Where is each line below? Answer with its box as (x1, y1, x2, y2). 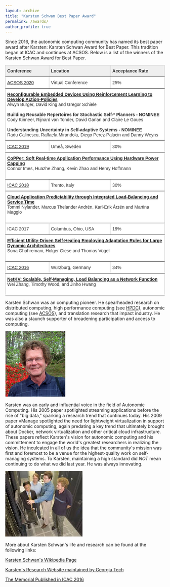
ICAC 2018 (7, 182, 29, 188)
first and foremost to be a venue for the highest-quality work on (5, 450, 138, 456)
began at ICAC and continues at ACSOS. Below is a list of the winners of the (5, 50, 163, 56)
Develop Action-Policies (7, 97, 58, 102)
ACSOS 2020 (7, 80, 34, 86)
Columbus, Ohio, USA (51, 226, 95, 232)
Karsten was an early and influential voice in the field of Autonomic (5, 402, 145, 408)
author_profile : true (5, 24, 51, 29)
